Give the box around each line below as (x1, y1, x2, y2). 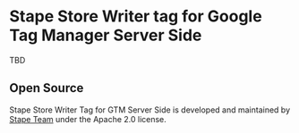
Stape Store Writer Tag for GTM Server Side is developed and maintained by (9, 104, 291, 115)
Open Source (9, 80, 84, 96)
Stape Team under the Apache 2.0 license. (9, 113, 167, 124)
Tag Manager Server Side (9, 25, 202, 46)
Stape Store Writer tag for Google (9, 6, 262, 27)
